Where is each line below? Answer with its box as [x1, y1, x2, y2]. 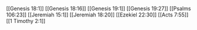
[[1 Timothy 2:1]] [6, 18, 46, 24]
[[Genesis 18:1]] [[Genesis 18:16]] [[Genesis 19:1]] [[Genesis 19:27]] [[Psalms [6, 5, 191, 12]
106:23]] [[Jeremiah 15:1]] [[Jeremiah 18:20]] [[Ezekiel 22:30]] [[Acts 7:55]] [6, 11, 189, 18]
